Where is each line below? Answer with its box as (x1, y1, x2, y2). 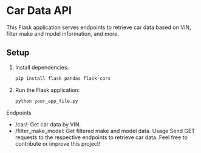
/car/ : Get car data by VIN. (15, 120, 81, 128)
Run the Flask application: (15, 86, 80, 94)
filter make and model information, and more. (6, 30, 120, 37)
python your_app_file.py (15, 98, 78, 104)
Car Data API (6, 4, 72, 18)
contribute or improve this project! (15, 140, 101, 147)
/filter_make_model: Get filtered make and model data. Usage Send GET (15, 127, 196, 134)
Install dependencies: (15, 63, 69, 71)
